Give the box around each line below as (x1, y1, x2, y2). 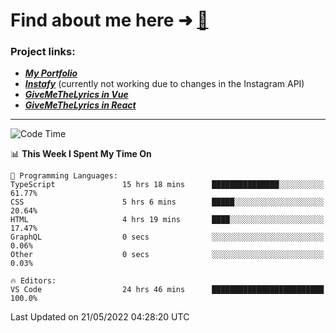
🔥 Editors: (10, 276, 57, 286)
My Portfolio (24, 67, 78, 79)
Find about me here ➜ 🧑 (10, 9, 209, 32)
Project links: (10, 45, 76, 59)
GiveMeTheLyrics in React (24, 99, 137, 111)
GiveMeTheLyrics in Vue (24, 89, 129, 101)
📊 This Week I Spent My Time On (10, 148, 152, 160)
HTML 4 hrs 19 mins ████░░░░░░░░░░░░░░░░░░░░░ (10, 215, 325, 225)
